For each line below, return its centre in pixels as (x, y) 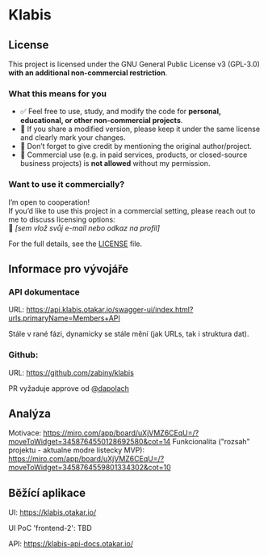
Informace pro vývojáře (69, 269)
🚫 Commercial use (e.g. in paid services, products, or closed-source (134, 155)
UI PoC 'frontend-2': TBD (50, 528)
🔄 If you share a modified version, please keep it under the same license (140, 129)
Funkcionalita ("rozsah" (211, 442)
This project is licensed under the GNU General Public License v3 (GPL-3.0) (134, 64)
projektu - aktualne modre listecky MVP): (77, 450)
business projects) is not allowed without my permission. (115, 163)
